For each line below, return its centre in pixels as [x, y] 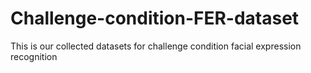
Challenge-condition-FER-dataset [155, 18]
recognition [34, 56]
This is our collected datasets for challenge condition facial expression [156, 46]
